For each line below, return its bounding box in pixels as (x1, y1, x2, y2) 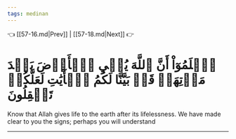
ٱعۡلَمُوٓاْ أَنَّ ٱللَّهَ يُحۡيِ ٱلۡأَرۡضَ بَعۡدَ (7, 57, 217, 73)
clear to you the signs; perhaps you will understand (7, 117, 156, 126)
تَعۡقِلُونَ (7, 87, 53, 102)
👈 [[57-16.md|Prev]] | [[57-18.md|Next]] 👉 (7, 29, 135, 38)
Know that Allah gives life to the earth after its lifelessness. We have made (7, 110, 221, 118)
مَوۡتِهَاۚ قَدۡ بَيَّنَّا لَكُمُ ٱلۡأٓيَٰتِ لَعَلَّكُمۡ (7, 71, 206, 87)
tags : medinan (7, 10, 49, 17)
